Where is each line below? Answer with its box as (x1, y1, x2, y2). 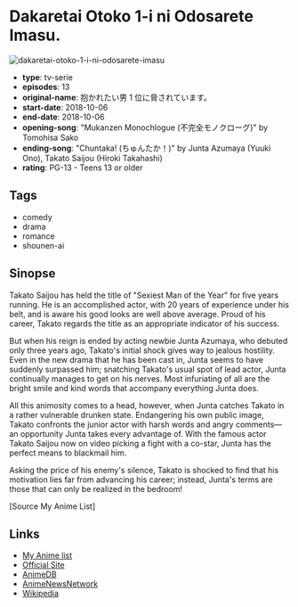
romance (21, 230, 55, 242)
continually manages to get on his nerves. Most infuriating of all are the (9, 373, 270, 384)
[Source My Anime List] (9, 501, 96, 512)
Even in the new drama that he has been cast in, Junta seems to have (9, 354, 264, 365)
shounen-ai (21, 240, 65, 250)
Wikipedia (21, 588, 60, 599)
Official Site (21, 560, 65, 570)
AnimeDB (21, 569, 57, 580)
